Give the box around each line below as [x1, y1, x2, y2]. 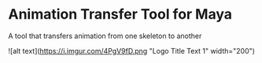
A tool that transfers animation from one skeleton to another [8, 31, 202, 40]
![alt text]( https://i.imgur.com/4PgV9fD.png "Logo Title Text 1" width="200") [8, 46, 256, 55]
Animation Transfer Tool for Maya [8, 5, 233, 23]
